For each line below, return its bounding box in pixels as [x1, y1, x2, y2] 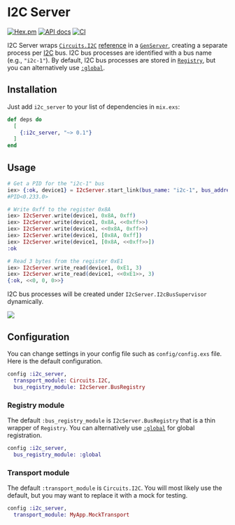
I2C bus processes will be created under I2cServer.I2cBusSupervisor [7, 290, 208, 298]
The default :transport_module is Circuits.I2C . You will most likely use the [7, 484, 222, 492]
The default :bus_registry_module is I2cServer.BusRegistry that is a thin [7, 416, 215, 425]
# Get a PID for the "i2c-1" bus [7, 180, 105, 187]
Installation [7, 84, 57, 95]
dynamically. [7, 298, 44, 306]
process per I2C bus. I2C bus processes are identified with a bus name [7, 48, 212, 57]
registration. [7, 431, 42, 439]
